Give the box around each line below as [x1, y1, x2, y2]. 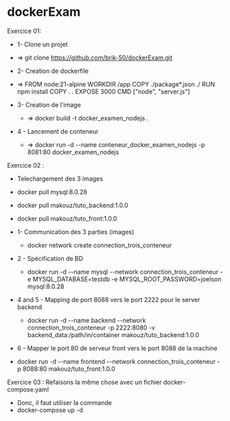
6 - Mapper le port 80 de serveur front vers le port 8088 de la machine [16, 344, 218, 352]
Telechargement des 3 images [16, 174, 103, 183]
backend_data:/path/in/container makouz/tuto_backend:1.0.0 [27, 330, 200, 339]
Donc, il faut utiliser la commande [16, 398, 112, 407]
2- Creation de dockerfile [16, 67, 89, 75]
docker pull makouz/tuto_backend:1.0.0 [16, 201, 128, 209]
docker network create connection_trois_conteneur [27, 241, 172, 249]
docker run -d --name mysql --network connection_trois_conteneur [27, 267, 218, 275]
